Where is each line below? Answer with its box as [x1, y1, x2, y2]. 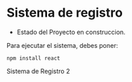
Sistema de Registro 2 [6, 67, 70, 75]
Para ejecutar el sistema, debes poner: [6, 41, 119, 49]
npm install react [6, 54, 60, 62]
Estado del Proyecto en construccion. [16, 28, 126, 36]
